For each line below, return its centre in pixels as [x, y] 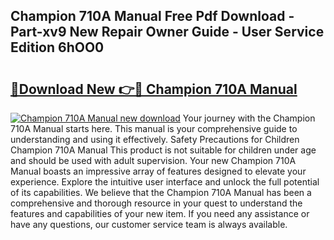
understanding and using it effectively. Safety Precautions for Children [155, 139]
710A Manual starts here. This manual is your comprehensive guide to [154, 128]
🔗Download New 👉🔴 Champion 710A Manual [154, 89]
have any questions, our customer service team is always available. [149, 224]
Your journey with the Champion [249, 118]
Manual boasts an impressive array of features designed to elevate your [158, 171]
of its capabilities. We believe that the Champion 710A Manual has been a [161, 192]
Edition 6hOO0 [57, 47]
